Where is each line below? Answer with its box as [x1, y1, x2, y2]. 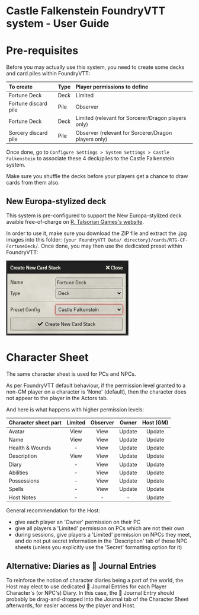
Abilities [8, 469, 28, 476]
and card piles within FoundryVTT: [6, 70, 91, 77]
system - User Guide [6, 17, 110, 30]
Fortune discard [8, 100, 47, 107]
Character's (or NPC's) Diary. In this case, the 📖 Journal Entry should [6, 589, 175, 596]
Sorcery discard [8, 129, 48, 136]
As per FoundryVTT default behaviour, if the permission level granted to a [6, 382, 186, 389]
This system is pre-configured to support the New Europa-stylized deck [6, 212, 182, 219]
